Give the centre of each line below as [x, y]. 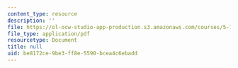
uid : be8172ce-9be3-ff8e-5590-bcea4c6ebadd [73, 54]
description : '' [31, 21]
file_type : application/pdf [49, 34]
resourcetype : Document [42, 40]
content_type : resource [42, 14]
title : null [25, 47]
